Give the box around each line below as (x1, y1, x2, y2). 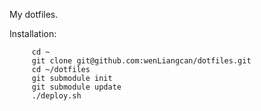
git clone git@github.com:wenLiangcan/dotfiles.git (31, 56, 252, 66)
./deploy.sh (31, 91, 82, 101)
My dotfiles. (9, 9, 59, 20)
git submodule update (31, 82, 122, 92)
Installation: (9, 28, 57, 39)
